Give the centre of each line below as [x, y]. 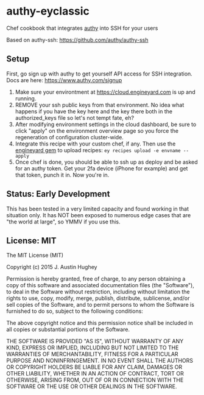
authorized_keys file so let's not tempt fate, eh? [75, 117]
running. [26, 98]
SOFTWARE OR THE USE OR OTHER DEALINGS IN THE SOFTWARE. [92, 386]
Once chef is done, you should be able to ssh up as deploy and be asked [106, 162]
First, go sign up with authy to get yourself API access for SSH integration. [100, 74]
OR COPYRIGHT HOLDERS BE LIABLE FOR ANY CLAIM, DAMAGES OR [94, 367]
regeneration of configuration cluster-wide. [69, 137]
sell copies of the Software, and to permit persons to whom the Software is [100, 305]
